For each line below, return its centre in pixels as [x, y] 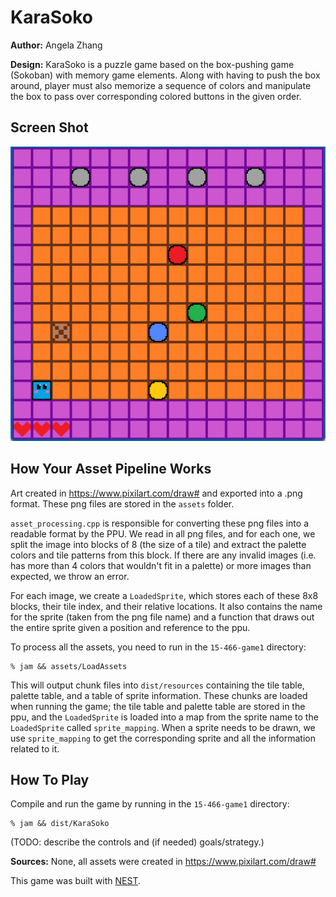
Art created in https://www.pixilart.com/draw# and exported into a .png [156, 493]
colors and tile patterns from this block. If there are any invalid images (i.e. [163, 555]
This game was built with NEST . [75, 881]
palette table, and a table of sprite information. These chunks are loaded [159, 695]
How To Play [50, 779]
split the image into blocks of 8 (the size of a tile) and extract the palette [158, 544]
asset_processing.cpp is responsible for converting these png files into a [159, 523]
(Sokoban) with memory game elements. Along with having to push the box [165, 75]
